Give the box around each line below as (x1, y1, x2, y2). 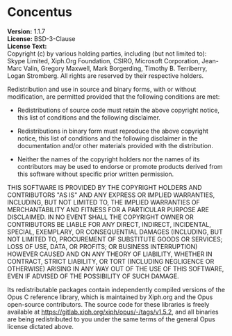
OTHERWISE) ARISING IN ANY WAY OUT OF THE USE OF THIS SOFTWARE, (7, 264, 224, 273)
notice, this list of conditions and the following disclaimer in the (17, 134, 198, 143)
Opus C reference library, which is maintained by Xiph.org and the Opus (7, 293, 213, 301)
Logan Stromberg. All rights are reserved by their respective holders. (7, 71, 204, 80)
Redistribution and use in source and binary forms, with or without (7, 85, 197, 93)
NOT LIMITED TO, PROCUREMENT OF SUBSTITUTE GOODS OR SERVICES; (7, 234, 223, 243)
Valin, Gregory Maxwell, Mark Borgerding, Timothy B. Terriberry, (23, 64, 208, 72)
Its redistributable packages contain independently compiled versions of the (7, 285, 226, 294)
